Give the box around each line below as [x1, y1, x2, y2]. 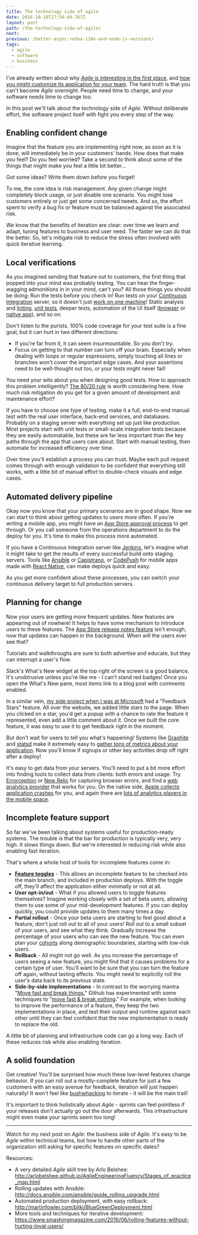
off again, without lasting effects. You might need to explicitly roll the [14, 970, 181, 977]
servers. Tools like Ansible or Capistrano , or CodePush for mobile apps [6, 556, 179, 564]
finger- [159, 280, 176, 287]
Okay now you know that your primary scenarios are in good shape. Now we [6, 507, 192, 514]
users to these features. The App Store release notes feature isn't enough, [6, 625, 187, 633]
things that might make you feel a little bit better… [6, 162, 127, 169]
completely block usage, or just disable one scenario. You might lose [6, 191, 173, 198]
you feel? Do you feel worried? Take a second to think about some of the [6, 156, 183, 163]
